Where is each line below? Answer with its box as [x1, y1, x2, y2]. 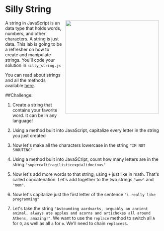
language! [12, 117, 33, 123]
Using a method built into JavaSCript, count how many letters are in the [12, 156, 159, 162]
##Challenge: [5, 92, 33, 98]
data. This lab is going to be [5, 41, 62, 47]
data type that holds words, [5, 25, 62, 31]
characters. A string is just [5, 36, 59, 42]
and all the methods [5, 77, 46, 83]
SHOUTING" [12, 147, 33, 152]
